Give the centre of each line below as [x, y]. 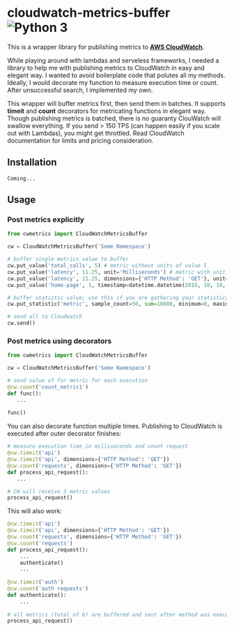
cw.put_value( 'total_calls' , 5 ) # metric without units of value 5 [107, 266]
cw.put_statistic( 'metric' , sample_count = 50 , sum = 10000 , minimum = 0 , [109, 304]
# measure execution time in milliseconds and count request [98, 446]
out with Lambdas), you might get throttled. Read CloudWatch [96, 133]
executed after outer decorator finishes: [64, 434]
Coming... [22, 178]
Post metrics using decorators [60, 341]
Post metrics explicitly [46, 219]
